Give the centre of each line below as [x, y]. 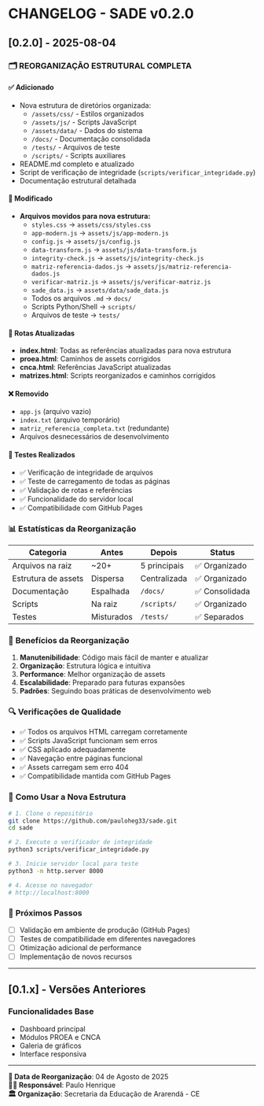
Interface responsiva [53, 1054]
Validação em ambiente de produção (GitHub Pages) [105, 930]
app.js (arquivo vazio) [55, 412]
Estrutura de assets [48, 578]
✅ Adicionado [31, 87]
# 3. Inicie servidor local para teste [73, 864]
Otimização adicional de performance [81, 948]
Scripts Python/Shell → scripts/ [84, 306]
